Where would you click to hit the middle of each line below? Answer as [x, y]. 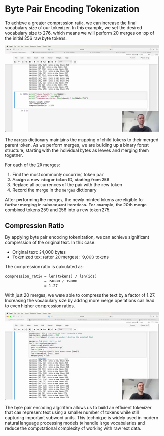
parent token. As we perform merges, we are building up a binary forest [77, 145]
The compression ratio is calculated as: [45, 267]
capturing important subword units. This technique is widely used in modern [82, 417]
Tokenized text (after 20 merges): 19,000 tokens [60, 257]
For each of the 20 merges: [32, 165]
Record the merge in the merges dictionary [54, 190]
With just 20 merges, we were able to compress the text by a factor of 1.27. [80, 295]
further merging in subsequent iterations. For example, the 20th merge [76, 205]
